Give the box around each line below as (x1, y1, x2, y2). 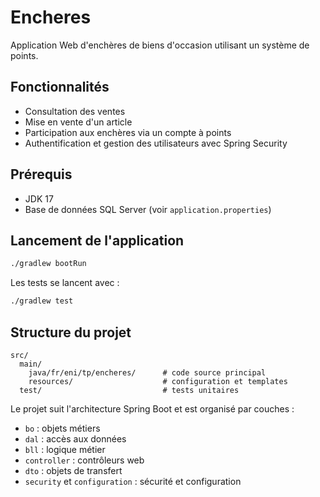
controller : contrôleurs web (24, 454, 145, 466)
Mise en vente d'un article (24, 116, 133, 128)
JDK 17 (24, 192, 54, 205)
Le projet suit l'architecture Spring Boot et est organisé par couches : (10, 402, 295, 415)
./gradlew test (10, 296, 74, 306)
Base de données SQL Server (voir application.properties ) (24, 203, 272, 215)
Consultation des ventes (24, 105, 126, 117)
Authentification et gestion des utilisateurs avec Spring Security (24, 137, 288, 149)
